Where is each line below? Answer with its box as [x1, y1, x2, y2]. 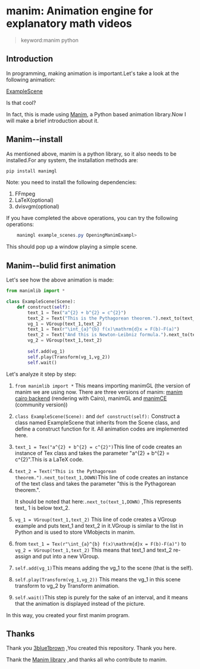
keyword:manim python [20, 36, 79, 44]
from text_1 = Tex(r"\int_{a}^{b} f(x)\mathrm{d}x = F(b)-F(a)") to [14, 540, 186, 547]
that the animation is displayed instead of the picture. [14, 600, 145, 607]
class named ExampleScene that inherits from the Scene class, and [14, 419, 180, 426]
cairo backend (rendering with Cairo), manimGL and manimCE [14, 395, 167, 402]
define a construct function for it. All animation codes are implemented [14, 425, 189, 432]
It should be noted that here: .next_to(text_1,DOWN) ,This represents [14, 498, 182, 505]
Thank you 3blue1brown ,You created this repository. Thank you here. [6, 645, 177, 652]
